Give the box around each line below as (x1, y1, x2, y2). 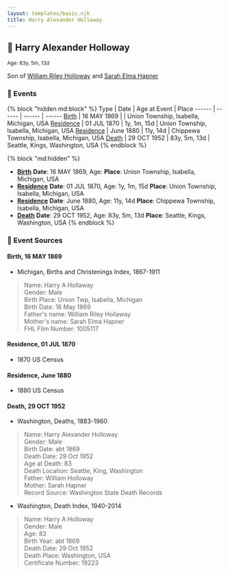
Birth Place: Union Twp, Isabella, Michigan (23, 295, 143, 303)
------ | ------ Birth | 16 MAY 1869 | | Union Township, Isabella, (23, 112, 200, 120)
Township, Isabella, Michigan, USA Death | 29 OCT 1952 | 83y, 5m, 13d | (7, 133, 211, 142)
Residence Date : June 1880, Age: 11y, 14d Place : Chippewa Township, (16, 196, 215, 205)
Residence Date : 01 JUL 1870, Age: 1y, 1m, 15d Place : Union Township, (16, 182, 217, 190)
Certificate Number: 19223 (23, 559, 99, 567)
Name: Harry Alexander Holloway (23, 431, 118, 439)
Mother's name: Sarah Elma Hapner (23, 317, 124, 325)
